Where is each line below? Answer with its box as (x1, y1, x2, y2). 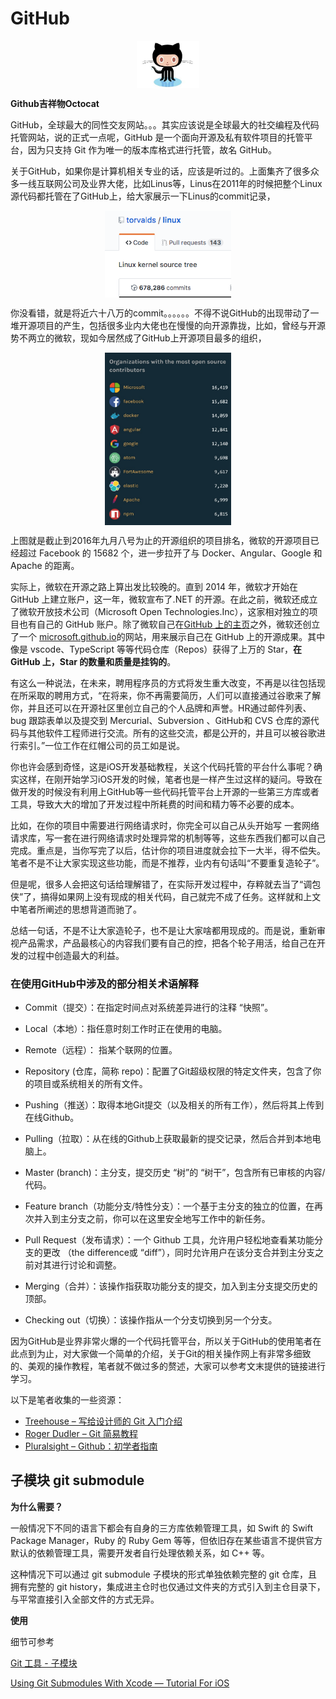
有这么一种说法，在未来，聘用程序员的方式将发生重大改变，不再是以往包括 (10, 677, 317, 689)
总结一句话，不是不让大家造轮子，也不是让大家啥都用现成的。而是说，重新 (10, 924, 317, 936)
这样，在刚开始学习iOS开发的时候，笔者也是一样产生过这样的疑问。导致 (18, 773, 315, 785)
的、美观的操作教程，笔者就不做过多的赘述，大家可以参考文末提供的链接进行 (10, 1360, 326, 1372)
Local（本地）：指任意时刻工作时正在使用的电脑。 (24, 1023, 228, 1035)
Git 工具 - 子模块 (10, 1657, 78, 1669)
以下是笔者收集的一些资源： (10, 1394, 125, 1406)
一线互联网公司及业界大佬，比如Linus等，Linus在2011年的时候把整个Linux (18, 177, 323, 189)
